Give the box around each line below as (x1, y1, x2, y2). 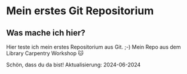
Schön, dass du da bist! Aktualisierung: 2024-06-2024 (6, 61, 141, 68)
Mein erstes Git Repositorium (6, 4, 154, 18)
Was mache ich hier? (6, 28, 85, 38)
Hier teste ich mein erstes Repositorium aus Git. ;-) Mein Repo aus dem (6, 43, 181, 50)
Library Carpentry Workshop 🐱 (6, 50, 84, 57)
